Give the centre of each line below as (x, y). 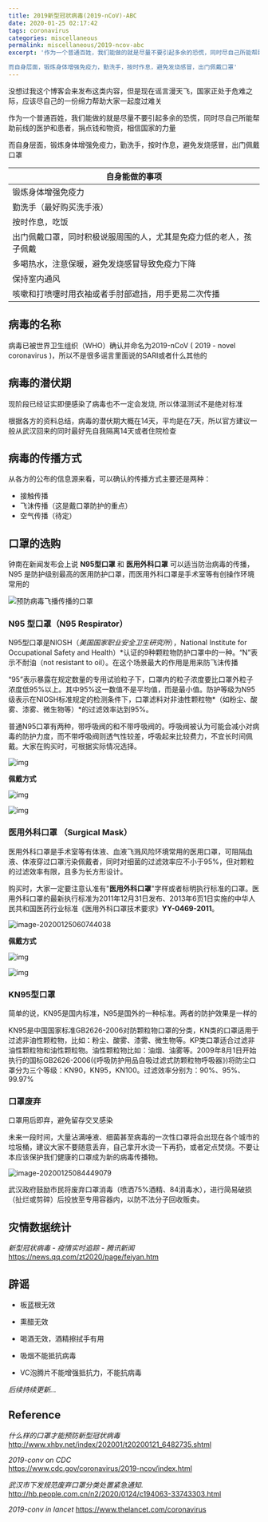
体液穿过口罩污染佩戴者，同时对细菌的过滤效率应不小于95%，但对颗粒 (138, 861)
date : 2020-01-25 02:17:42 (53, 23)
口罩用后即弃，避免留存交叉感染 (61, 1120)
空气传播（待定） (48, 516)
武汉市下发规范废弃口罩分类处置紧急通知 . (76, 1484)
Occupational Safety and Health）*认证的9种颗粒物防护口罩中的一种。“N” (130, 652)
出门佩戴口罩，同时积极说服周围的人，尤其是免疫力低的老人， (128, 236)
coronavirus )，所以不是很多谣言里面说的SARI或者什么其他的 (108, 355)
